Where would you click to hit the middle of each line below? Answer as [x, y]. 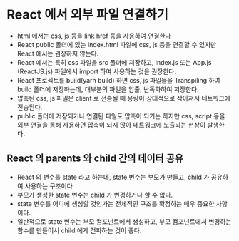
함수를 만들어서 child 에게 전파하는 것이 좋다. [79, 230]
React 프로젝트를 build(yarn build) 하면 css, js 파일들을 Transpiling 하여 [118, 80]
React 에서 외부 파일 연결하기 [88, 15]
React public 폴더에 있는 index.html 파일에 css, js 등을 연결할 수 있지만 [117, 44]
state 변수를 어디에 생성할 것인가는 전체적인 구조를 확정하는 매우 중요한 [116, 203]
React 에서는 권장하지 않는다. [58, 53]
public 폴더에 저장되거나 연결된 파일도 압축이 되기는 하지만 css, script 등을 [121, 116]
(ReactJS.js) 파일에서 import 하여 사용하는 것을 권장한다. [96, 71]
